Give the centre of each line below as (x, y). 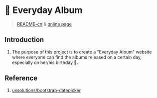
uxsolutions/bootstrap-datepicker (46, 90)
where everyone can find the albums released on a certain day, (77, 57)
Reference (21, 78)
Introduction (24, 40)
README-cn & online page (44, 24)
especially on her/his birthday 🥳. (45, 62)
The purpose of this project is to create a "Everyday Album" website (82, 51)
